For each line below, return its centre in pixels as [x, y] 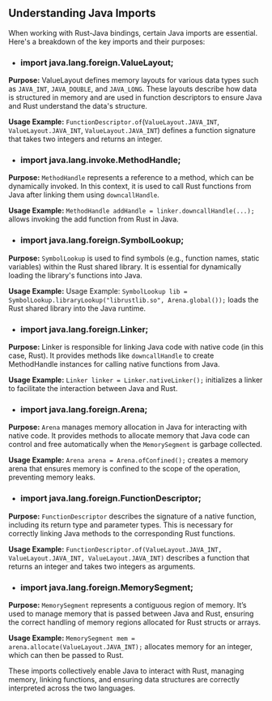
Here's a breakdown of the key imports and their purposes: [107, 41]
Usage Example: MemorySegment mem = [72, 638]
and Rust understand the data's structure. [78, 106]
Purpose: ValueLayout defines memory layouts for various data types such [134, 80]
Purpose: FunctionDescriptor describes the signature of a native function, [132, 516]
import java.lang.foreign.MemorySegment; [107, 587]
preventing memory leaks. [52, 477]
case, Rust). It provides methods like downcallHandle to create [111, 355]
